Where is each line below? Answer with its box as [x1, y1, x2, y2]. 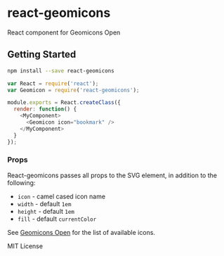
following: [7, 178, 36, 187]
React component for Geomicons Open [7, 28, 121, 37]
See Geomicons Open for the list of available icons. [7, 228, 156, 236]
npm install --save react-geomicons [7, 67, 114, 75]
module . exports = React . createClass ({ [7, 99, 121, 106]
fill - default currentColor [17, 215, 97, 223]
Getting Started [7, 49, 77, 60]
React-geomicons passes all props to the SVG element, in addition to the [7, 171, 218, 179]
